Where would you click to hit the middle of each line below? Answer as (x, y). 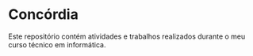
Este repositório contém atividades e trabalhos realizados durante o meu (127, 36)
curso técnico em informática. (57, 44)
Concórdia (44, 15)
